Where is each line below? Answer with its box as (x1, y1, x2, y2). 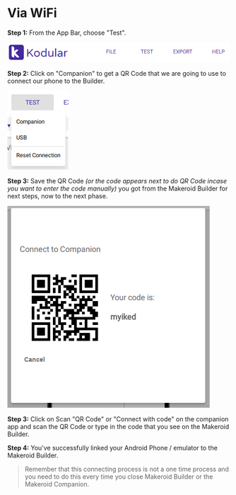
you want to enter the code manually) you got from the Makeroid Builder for (7, 184, 228, 193)
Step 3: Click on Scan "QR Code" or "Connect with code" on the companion (7, 414, 229, 423)
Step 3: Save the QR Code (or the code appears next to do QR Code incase (7, 176, 228, 185)
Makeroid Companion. (24, 479, 90, 488)
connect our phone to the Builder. (7, 76, 105, 85)
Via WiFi (7, 5, 58, 21)
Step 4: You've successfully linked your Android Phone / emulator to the (7, 443, 218, 452)
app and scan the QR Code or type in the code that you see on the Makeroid (7, 422, 230, 431)
